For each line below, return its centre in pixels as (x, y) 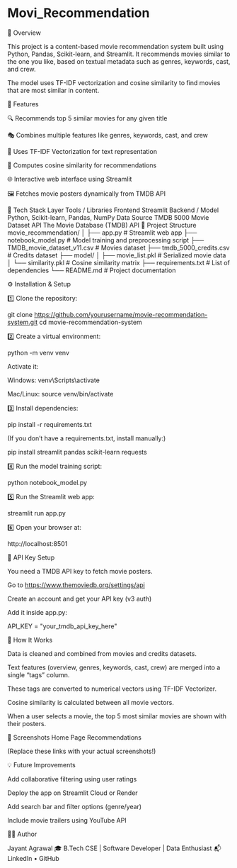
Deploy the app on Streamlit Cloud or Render (73, 793)
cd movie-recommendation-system (91, 322)
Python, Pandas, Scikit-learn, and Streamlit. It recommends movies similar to (119, 54)
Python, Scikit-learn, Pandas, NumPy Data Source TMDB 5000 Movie (108, 217)
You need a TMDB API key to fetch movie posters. (80, 571)
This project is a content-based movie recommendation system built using (116, 46)
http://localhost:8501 (37, 543)
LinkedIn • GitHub (34, 858)
